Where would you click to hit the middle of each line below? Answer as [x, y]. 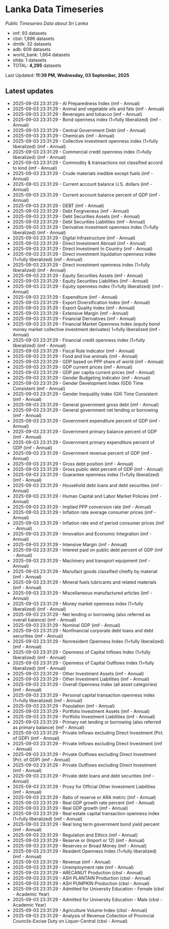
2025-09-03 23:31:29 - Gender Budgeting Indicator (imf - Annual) [81, 378]
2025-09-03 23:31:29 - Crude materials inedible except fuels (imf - [83, 173]
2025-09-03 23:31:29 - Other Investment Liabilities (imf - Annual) [81, 679]
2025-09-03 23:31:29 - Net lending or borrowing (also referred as [81, 614]
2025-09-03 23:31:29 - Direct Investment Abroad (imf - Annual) [79, 243]
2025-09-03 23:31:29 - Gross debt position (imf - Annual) [73, 464]
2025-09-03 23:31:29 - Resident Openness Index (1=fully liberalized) [85, 851]
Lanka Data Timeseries [54, 9]
